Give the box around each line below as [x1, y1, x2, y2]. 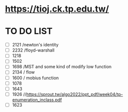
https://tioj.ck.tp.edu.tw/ [5, 3, 109, 15]
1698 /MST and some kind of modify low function [12, 64, 112, 70]
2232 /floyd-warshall [12, 47, 55, 53]
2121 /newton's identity [12, 42, 59, 48]
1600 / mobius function [12, 75, 59, 81]
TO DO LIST [5, 26, 53, 37]
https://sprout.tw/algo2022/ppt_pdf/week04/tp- [26, 91, 123, 97]
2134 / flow [12, 69, 35, 75]
